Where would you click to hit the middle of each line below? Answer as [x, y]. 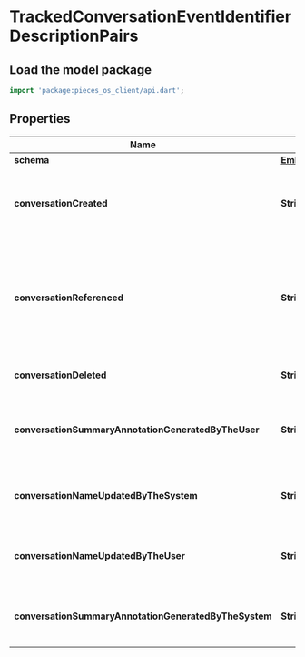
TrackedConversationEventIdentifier [151, 17]
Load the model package [81, 70]
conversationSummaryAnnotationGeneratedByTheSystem [143, 616]
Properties [40, 119]
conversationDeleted [60, 375]
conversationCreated [61, 203]
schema [32, 159]
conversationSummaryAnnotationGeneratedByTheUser [137, 430]
